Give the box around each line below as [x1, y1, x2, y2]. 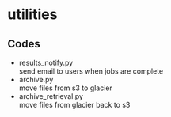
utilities [7, 6, 58, 24]
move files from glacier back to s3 [18, 100, 131, 109]
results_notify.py [18, 58, 74, 67]
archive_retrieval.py [18, 92, 84, 100]
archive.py [18, 75, 54, 84]
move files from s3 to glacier [18, 83, 112, 92]
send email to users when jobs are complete [18, 66, 164, 76]
